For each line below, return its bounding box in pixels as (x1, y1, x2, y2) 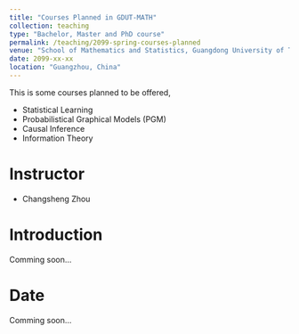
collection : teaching (9, 21, 90, 30)
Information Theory (21, 133, 93, 143)
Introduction (9, 224, 103, 245)
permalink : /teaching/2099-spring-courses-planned (9, 37, 201, 47)
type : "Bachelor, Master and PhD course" (9, 29, 166, 38)
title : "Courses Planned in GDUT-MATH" (9, 12, 158, 22)
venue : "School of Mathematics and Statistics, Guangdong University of (9, 46, 285, 55)
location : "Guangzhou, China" (9, 63, 122, 72)
